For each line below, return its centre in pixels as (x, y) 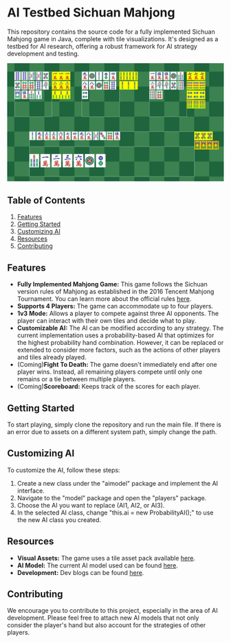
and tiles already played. (52, 357)
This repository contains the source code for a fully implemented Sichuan (111, 32)
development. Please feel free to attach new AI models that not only (103, 618)
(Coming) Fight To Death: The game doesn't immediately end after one (117, 365)
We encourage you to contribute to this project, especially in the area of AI (112, 611)
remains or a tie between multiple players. (76, 379)
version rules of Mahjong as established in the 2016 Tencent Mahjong (115, 292)
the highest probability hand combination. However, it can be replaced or (120, 343)
